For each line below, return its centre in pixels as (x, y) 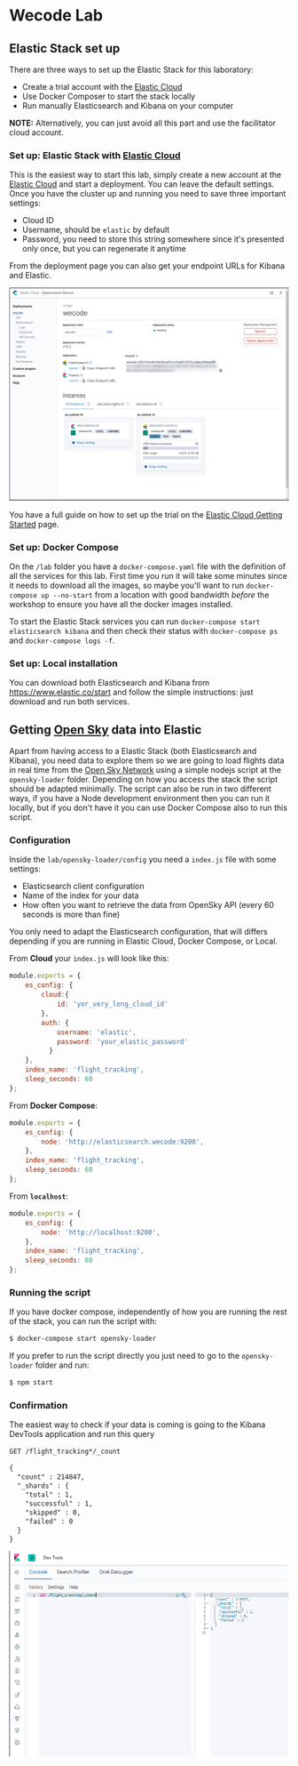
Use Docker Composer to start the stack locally (109, 96)
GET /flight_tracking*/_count (65, 1452)
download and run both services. (70, 702)
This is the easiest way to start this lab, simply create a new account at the (145, 175)
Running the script (50, 1292)
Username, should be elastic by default (96, 230)
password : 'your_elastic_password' (122, 1041)
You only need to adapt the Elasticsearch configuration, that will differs (138, 932)
